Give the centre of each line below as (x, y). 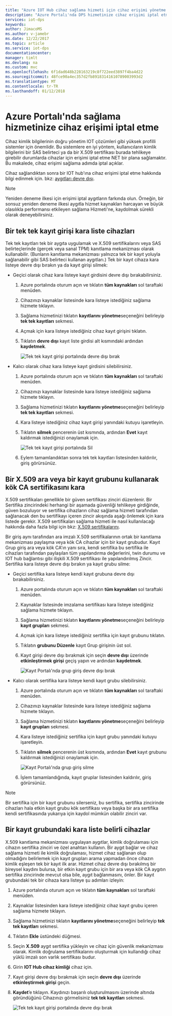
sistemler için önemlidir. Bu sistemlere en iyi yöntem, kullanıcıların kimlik (81, 147)
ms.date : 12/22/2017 (27, 39)
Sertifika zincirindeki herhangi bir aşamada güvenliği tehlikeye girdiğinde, (82, 505)
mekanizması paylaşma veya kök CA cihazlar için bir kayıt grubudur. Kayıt (83, 542)
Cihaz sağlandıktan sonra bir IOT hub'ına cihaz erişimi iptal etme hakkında (83, 173)
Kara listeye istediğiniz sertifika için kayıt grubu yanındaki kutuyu (89, 737)
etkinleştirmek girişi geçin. (41, 982)
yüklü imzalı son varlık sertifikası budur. (54, 957)
